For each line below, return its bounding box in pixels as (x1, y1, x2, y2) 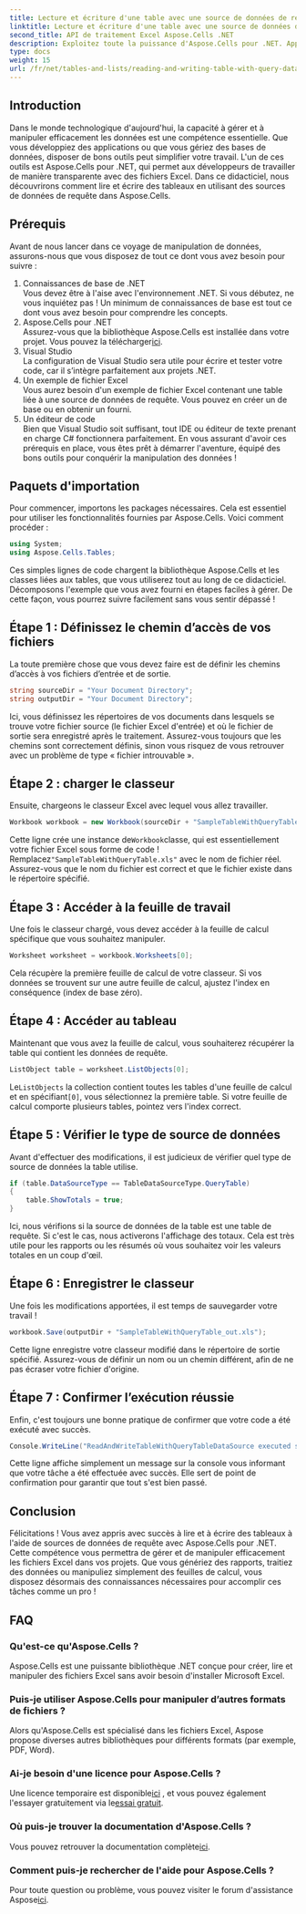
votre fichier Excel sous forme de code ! (9, 844, 159, 855)
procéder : (9, 522, 49, 533)
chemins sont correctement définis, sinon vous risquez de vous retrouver (9, 740, 285, 750)
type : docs (9, 47, 51, 57)
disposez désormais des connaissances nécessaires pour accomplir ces (9, 1577, 282, 1588)
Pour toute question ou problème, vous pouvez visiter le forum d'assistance (9, 1885, 293, 1896)
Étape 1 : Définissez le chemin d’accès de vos (9, 620, 271, 636)
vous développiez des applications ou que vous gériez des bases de (9, 141, 267, 152)
